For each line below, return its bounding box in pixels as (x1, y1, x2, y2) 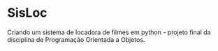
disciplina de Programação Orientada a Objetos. (7, 35, 145, 43)
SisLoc (7, 5, 48, 21)
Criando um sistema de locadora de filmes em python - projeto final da (7, 28, 211, 36)
